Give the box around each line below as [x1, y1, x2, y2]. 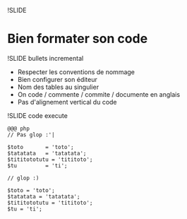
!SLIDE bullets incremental [7, 54, 84, 62]
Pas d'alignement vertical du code [17, 97, 118, 106]
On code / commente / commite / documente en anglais [17, 90, 181, 98]
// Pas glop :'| [7, 131, 55, 138]
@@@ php [7, 125, 30, 132]
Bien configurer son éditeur [17, 75, 97, 83]
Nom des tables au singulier [17, 83, 99, 91]
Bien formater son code [7, 31, 148, 47]
